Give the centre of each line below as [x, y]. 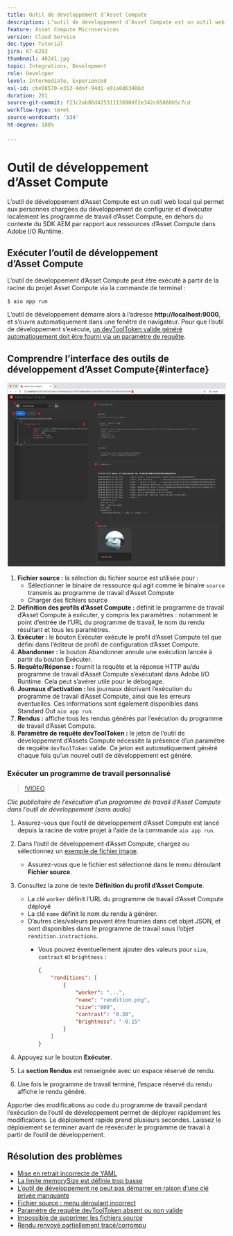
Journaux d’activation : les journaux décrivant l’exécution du [104, 688]
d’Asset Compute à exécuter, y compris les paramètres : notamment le [118, 615]
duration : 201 [28, 95]
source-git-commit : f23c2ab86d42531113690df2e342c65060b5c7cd [99, 103]
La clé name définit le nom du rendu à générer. [93, 914]
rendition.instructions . [63, 936]
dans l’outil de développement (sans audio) [69, 809]
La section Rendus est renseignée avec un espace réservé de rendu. [116, 1070]
